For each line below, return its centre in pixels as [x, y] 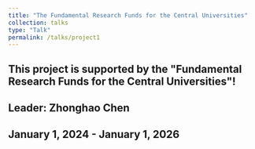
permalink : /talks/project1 [54, 37]
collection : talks [38, 23]
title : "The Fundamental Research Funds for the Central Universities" [128, 15]
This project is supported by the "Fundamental [125, 69]
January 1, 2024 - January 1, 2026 [94, 134]
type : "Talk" [30, 30]
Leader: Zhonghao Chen [69, 108]
